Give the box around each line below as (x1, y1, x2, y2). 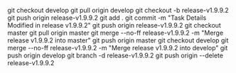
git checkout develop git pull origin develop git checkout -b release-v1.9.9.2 (7, 6, 229, 14)
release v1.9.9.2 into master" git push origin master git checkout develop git (7, 36, 229, 45)
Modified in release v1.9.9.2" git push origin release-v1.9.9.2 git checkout (7, 21, 222, 29)
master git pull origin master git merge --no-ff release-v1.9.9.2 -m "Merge (7, 28, 224, 37)
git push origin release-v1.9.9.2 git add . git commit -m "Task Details (7, 13, 207, 22)
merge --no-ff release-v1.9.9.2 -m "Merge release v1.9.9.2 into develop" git (7, 44, 228, 52)
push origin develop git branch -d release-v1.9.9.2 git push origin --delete (7, 51, 224, 60)
